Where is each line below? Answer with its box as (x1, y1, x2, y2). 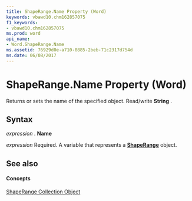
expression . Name (6, 130, 52, 137)
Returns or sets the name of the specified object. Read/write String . (6, 97, 173, 104)
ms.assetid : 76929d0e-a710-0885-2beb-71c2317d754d (6, 47, 133, 53)
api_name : (6, 36, 31, 42)
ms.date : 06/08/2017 (6, 52, 57, 58)
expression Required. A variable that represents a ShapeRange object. (6, 141, 177, 149)
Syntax (6, 114, 33, 124)
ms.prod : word (6, 31, 41, 37)
